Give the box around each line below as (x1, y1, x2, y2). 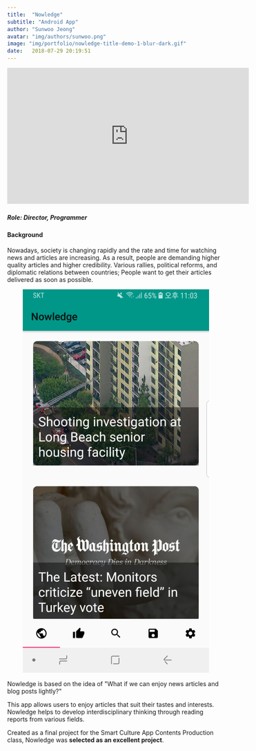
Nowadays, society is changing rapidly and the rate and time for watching (7, 246, 217, 254)
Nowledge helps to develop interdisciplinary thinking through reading (7, 707, 204, 716)
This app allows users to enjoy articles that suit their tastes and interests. (7, 700, 215, 708)
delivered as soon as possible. (7, 275, 94, 283)
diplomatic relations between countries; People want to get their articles (7, 268, 212, 276)
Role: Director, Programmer (7, 213, 88, 221)
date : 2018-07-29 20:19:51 (7, 48, 91, 55)
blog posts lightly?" (7, 687, 62, 695)
